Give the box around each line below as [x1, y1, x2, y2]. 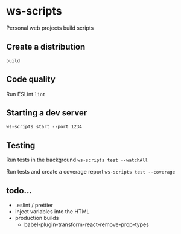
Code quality [6, 74, 56, 85]
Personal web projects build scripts [6, 24, 94, 31]
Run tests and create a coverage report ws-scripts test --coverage [6, 168, 176, 175]
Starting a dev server [6, 108, 87, 118]
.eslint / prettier [14, 201, 53, 209]
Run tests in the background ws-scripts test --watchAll [6, 156, 148, 164]
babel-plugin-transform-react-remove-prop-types [24, 221, 149, 228]
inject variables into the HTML [14, 208, 90, 215]
